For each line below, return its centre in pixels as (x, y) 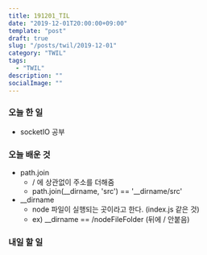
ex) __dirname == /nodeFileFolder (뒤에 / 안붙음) (111, 220)
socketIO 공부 (42, 132)
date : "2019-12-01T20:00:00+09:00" (68, 23)
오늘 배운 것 (29, 154)
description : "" (35, 76)
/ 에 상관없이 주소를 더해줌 (73, 183)
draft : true (28, 38)
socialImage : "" (35, 83)
